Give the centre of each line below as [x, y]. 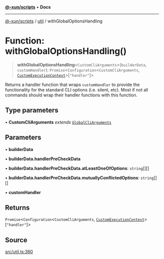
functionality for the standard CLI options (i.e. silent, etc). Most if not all [77, 89]
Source [16, 240]
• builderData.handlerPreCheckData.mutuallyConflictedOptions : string [79, 177]
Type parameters [32, 110]
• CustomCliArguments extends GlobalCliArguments [58, 122]
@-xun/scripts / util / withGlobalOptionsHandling [54, 21]
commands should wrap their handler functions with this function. [71, 95]
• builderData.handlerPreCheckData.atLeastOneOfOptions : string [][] [77, 168]
